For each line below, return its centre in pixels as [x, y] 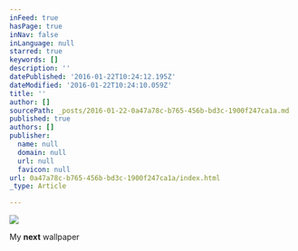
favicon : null [44, 169]
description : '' [40, 69]
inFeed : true [34, 18]
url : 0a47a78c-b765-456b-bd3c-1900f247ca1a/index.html [115, 178]
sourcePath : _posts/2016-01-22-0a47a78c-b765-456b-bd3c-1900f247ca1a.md [149, 111]
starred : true [36, 52]
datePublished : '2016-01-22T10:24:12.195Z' [93, 77]
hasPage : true [36, 26]
